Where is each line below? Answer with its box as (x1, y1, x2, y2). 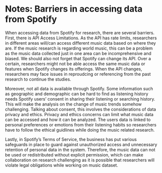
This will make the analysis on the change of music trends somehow (5, 101, 142, 107)
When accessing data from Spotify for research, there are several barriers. (5, 30, 155, 35)
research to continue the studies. (5, 76, 72, 82)
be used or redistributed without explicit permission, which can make (5, 152, 144, 157)
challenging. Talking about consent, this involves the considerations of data (5, 106, 157, 112)
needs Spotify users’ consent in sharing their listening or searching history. (5, 96, 156, 102)
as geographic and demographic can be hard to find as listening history (5, 91, 148, 97)
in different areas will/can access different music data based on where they (5, 40, 156, 46)
